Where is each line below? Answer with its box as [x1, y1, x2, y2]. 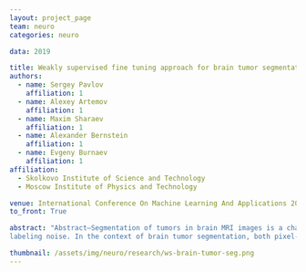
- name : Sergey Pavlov [17, 80, 104, 89]
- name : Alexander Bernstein [17, 131, 128, 141]
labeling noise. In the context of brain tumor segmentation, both [9, 232, 271, 242]
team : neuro [9, 22, 55, 31]
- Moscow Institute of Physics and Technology [17, 182, 198, 192]
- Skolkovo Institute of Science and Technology [17, 173, 206, 183]
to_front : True [9, 207, 67, 216]
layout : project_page [9, 13, 92, 23]
